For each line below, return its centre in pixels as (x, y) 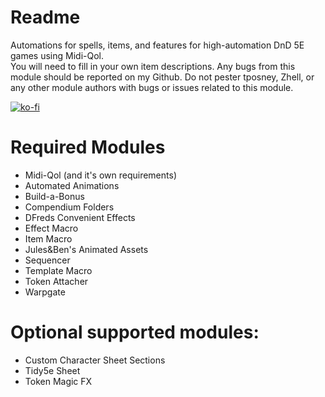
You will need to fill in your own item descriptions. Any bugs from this (153, 66)
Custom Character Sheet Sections (95, 360)
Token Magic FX (58, 381)
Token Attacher (56, 281)
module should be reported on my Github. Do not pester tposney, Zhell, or (162, 77)
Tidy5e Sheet (52, 370)
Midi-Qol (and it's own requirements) (100, 175)
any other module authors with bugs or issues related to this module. (152, 87)
